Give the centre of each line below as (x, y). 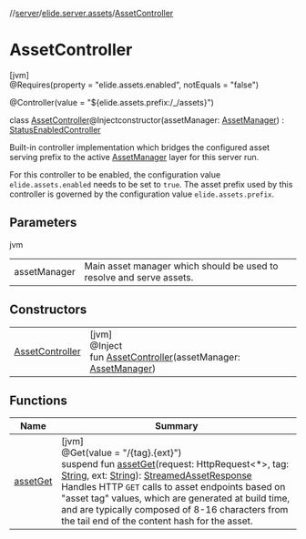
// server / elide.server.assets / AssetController (92, 13)
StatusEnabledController (56, 129)
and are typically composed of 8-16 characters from (174, 510)
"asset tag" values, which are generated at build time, (175, 498)
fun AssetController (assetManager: (165, 357)
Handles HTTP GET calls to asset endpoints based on (173, 487)
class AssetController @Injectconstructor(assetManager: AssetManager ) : (147, 120)
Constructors (48, 310)
